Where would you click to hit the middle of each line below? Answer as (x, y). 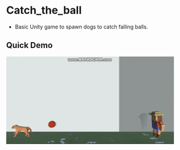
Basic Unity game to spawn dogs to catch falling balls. (81, 27)
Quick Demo (30, 45)
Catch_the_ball (44, 10)
